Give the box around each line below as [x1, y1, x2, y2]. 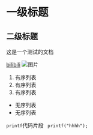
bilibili [6, 61, 21, 68]
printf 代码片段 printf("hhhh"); [6, 122, 88, 129]
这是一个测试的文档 [6, 49, 54, 55]
